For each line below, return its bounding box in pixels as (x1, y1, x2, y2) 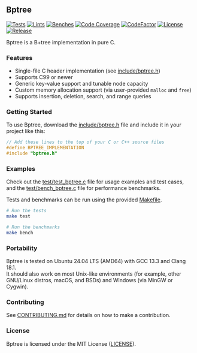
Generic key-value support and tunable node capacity (14, 80, 148, 88)
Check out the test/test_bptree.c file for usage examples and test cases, (6, 178, 184, 185)
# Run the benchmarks (6, 224, 60, 230)
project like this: (6, 128, 46, 135)
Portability (6, 244, 38, 252)
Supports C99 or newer (14, 74, 73, 81)
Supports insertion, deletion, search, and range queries (14, 93, 151, 100)
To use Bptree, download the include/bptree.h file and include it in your (6, 121, 181, 128)
